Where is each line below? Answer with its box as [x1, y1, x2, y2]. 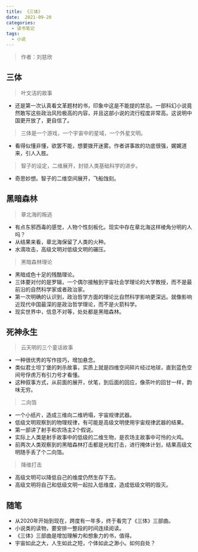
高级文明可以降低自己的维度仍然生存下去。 [14, 474, 120, 481]
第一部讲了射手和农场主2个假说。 [14, 426, 97, 434]
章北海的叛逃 [20, 210, 52, 217]
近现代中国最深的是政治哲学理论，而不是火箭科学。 [14, 301, 140, 308]
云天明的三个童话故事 [20, 344, 73, 351]
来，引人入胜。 [14, 149, 52, 156]
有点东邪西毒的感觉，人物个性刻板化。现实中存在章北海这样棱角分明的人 [14, 223, 192, 231]
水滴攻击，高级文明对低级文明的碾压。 [14, 245, 109, 253]
